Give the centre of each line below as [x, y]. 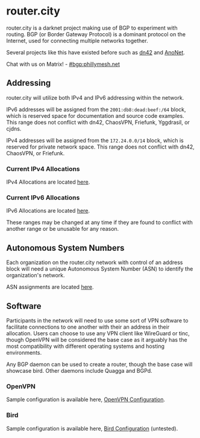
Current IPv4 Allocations [43, 169]
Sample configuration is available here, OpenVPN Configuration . [86, 399]
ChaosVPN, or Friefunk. [36, 153]
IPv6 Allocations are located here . [48, 211]
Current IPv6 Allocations [43, 198]
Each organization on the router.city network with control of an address [95, 262]
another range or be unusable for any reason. [63, 229]
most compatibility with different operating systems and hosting [85, 346]
